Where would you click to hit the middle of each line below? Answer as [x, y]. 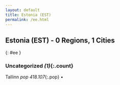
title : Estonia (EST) [28, 15]
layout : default [22, 10]
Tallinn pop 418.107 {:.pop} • [34, 77]
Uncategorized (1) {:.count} [40, 66]
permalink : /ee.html [27, 19]
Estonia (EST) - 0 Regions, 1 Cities [60, 40]
